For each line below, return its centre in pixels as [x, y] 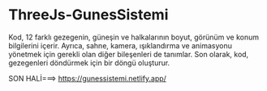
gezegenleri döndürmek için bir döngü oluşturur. [89, 63]
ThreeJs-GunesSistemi [88, 15]
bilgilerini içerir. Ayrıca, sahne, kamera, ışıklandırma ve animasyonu [121, 45]
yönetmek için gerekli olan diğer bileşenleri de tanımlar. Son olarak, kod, [129, 54]
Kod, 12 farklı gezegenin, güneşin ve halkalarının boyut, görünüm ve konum [134, 37]
